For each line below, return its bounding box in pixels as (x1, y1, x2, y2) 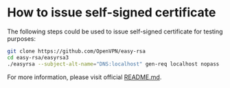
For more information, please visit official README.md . (7, 73, 162, 81)
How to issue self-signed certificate (7, 5, 216, 20)
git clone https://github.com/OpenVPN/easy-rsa (7, 48, 146, 55)
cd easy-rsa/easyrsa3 (7, 54, 69, 61)
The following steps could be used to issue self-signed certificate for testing (7, 27, 223, 35)
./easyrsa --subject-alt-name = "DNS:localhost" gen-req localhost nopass (7, 60, 220, 68)
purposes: (7, 34, 36, 42)
